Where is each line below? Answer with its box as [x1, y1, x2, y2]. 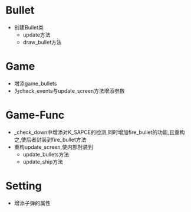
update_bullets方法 [22, 151, 69, 158]
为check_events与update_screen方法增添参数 [14, 87, 125, 94]
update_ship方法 [22, 158, 63, 165]
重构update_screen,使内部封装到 [14, 143, 94, 151]
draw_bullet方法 [22, 38, 62, 45]
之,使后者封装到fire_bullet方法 [14, 136, 87, 143]
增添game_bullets [14, 80, 57, 87]
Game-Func [5, 109, 65, 122]
